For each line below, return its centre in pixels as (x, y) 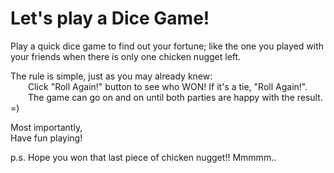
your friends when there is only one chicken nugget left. (126, 56)
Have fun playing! (46, 138)
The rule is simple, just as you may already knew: (111, 76)
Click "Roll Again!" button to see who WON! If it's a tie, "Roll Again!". (168, 86)
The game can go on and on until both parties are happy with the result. (175, 97)
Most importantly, (46, 127)
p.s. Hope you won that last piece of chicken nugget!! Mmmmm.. (143, 157)
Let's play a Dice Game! (110, 18)
